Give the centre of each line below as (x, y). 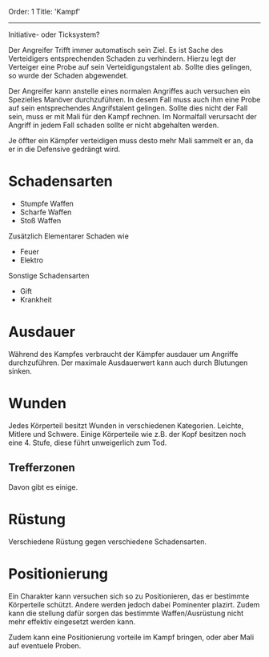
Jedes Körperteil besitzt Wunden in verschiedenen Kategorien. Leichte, (126, 425)
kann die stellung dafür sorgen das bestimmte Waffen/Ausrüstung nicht (126, 613)
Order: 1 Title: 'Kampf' (44, 12)
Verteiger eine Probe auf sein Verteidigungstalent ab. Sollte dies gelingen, (130, 67)
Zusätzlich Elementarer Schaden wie (69, 236)
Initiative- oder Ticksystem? (54, 34)
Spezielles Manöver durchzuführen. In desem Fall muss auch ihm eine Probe (134, 100)
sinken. (20, 371)
